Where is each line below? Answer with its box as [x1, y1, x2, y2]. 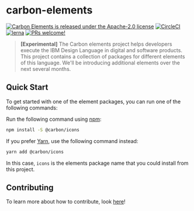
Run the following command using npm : [6, 115, 102, 122]
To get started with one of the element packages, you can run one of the [6, 98, 181, 105]
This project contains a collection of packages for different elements [20, 53, 185, 60]
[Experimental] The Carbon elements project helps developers [20, 40, 172, 47]
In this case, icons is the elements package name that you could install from [6, 159, 189, 166]
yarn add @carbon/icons [6, 149, 64, 155]
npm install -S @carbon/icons [6, 127, 80, 132]
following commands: [6, 104, 58, 111]
